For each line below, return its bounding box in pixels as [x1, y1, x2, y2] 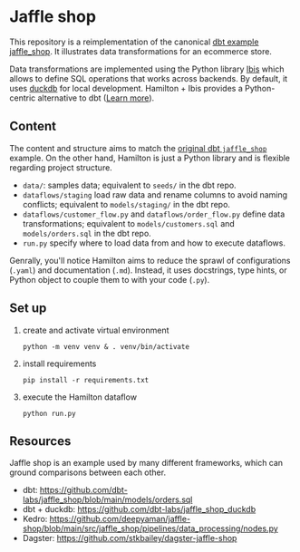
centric [9, 92, 36, 103]
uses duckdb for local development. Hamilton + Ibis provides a [9, 82, 243, 93]
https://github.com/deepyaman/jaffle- [49, 514, 191, 525]
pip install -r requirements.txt [22, 375, 150, 384]
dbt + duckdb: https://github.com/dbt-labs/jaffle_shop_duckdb [22, 504, 256, 515]
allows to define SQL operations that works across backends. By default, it [9, 73, 288, 83]
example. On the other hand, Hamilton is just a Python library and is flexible [9, 152, 291, 163]
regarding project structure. [9, 161, 113, 173]
